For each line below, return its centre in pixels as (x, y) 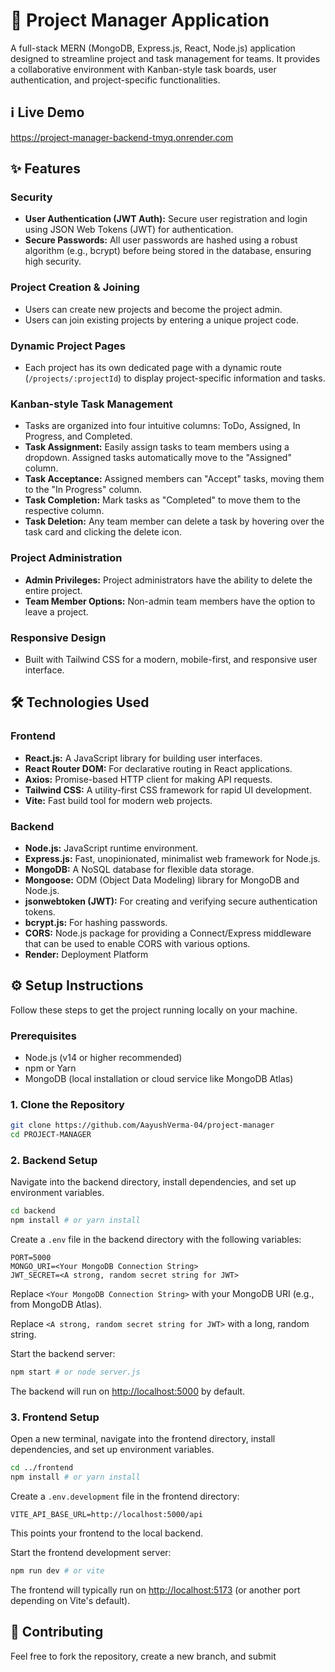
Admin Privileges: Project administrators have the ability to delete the (168, 580)
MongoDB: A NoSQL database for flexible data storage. (139, 869)
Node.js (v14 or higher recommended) (103, 1058)
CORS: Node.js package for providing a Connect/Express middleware (168, 933)
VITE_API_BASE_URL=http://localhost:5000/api (106, 1515)
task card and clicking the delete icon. (103, 532)
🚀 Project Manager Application (140, 20)
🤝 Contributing (57, 1632)
